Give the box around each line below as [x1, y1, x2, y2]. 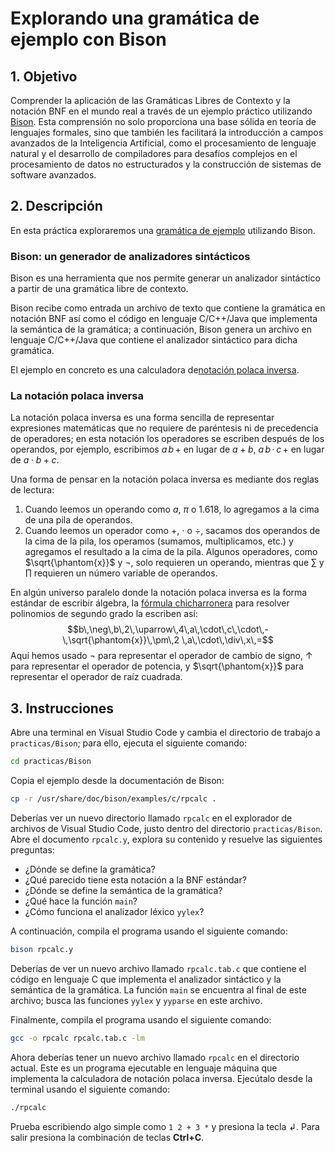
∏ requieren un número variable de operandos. [24, 567, 218, 579]
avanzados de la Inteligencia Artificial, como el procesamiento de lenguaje [10, 137, 317, 149]
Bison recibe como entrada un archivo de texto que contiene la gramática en [10, 302, 326, 314]
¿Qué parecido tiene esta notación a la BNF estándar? [24, 873, 247, 886]
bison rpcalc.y [10, 944, 74, 954]
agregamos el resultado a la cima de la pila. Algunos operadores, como [24, 546, 318, 558]
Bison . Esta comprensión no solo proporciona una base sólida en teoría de [10, 116, 317, 127]
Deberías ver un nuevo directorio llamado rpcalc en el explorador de [10, 812, 293, 824]
